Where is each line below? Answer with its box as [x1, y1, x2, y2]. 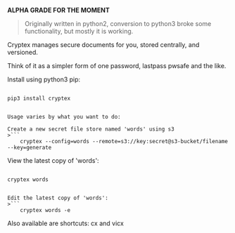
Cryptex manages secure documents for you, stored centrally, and [7, 41, 200, 48]
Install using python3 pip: [7, 75, 81, 84]
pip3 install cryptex [7, 95, 71, 102]
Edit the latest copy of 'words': [7, 194, 109, 201]
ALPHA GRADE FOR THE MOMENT [7, 6, 110, 14]
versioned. [7, 48, 39, 56]
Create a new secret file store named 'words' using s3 [7, 126, 174, 133]
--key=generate [7, 144, 52, 151]
